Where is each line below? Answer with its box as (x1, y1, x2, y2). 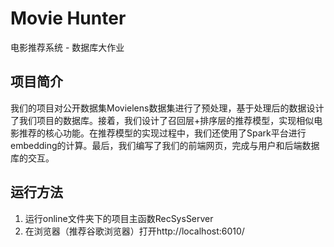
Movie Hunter (10, 7, 127, 30)
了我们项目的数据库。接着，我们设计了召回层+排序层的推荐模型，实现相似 (10, 114, 315, 126)
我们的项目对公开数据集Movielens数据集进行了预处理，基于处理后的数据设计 (10, 102, 325, 114)
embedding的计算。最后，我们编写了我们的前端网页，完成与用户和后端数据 (10, 139, 320, 151)
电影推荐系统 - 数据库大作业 (10, 41, 125, 53)
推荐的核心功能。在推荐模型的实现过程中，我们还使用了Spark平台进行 (18, 127, 307, 139)
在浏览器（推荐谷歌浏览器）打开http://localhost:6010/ (24, 225, 245, 237)
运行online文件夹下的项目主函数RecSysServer (24, 212, 214, 224)
